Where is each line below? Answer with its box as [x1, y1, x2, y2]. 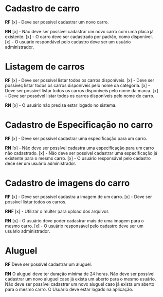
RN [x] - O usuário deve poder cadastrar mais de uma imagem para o [5, 218, 144, 223]
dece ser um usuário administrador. [5, 160, 76, 166]
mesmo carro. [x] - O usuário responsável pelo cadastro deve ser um [5, 223, 144, 229]
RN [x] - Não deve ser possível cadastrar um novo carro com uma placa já [5, 28, 154, 34]
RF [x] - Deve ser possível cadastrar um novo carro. [5, 19, 109, 25]
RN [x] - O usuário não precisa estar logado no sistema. [5, 102, 117, 108]
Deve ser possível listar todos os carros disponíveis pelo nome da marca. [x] [5, 87, 158, 93]
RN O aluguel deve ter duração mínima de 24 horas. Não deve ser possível [5, 271, 155, 277]
